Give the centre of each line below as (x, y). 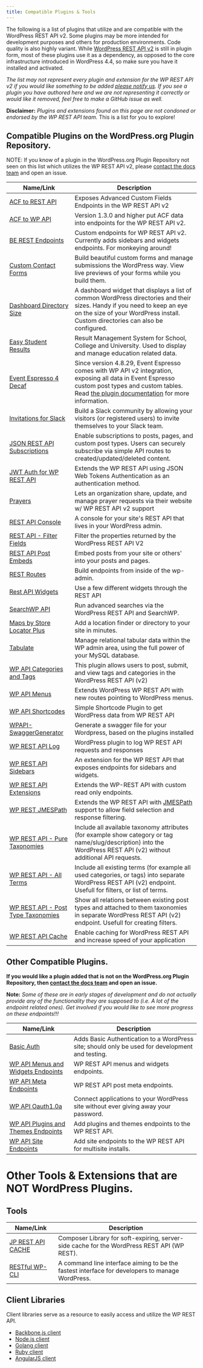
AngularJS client (35, 1358)
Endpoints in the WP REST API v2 (122, 205)
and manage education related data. (126, 353)
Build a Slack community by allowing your (134, 411)
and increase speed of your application (130, 940)
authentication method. (108, 483)
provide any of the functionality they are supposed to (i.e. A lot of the (93, 1001)
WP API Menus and (37, 1064)
